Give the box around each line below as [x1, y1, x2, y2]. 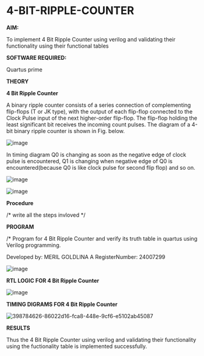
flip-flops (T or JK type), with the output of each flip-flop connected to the [6, 107, 193, 115]
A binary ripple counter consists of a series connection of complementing [6, 101, 191, 109]
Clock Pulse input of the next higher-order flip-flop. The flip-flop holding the [6, 114, 198, 122]
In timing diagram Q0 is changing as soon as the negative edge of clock [6, 151, 187, 158]
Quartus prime [6, 65, 43, 73]
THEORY [6, 78, 29, 85]
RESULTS [6, 324, 30, 332]
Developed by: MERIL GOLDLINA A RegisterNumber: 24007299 [6, 253, 166, 260]
